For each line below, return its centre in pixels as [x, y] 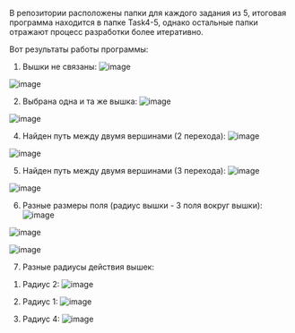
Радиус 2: [41, 284]
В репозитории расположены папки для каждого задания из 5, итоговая [148, 13]
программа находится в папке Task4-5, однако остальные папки [134, 22]
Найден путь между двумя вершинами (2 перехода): [124, 136]
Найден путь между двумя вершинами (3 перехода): [124, 171]
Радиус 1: [40, 302]
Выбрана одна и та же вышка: [80, 101]
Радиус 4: [41, 319]
